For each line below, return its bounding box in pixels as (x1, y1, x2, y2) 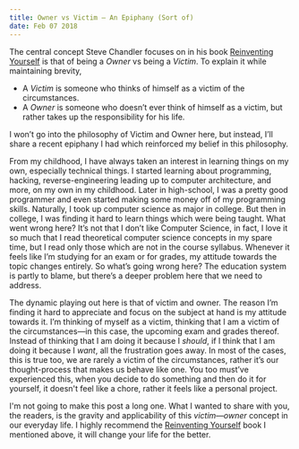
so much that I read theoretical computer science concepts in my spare (9, 232, 273, 242)
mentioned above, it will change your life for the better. (9, 428, 211, 440)
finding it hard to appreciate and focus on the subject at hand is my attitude (9, 306, 287, 317)
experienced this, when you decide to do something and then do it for (9, 374, 267, 384)
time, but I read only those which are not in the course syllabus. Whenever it (9, 242, 290, 252)
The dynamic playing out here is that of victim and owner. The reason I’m (9, 297, 279, 308)
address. (9, 279, 42, 290)
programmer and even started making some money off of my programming (9, 194, 286, 205)
